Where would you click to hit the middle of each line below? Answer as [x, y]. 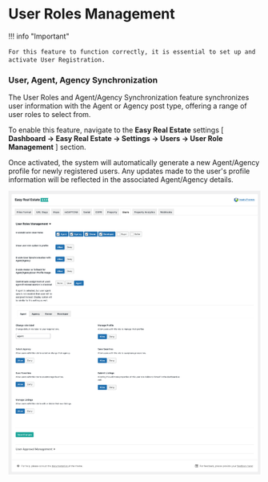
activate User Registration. [57, 60]
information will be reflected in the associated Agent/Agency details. [121, 180]
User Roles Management [92, 14]
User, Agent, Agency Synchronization [83, 79]
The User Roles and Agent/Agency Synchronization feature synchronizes [129, 98]
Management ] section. [47, 147]
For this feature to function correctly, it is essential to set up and [132, 52]
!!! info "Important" [39, 36]
